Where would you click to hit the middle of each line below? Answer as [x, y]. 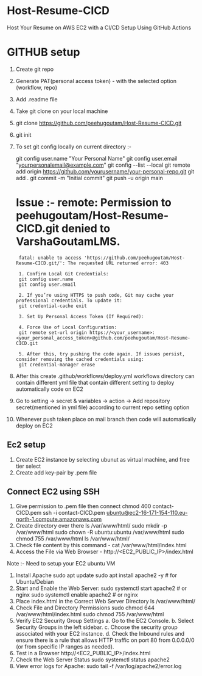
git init [23, 134]
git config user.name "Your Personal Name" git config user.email [96, 158]
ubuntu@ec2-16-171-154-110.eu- [147, 513]
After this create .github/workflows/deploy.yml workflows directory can [105, 376]
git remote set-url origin [53, 333]
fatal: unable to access [50, 258]
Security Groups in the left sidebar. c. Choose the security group [97, 627]
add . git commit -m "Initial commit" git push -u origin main [89, 178]
